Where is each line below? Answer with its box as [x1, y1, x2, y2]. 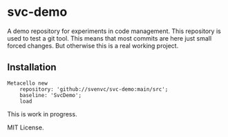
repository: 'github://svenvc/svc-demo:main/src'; [19, 85, 169, 93]
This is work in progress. [7, 109, 77, 118]
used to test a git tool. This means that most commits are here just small [7, 34, 212, 42]
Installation [7, 61, 57, 73]
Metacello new [7, 80, 48, 87]
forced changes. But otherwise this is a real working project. [7, 41, 179, 50]
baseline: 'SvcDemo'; [19, 92, 82, 98]
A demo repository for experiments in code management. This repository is [7, 27, 221, 35]
